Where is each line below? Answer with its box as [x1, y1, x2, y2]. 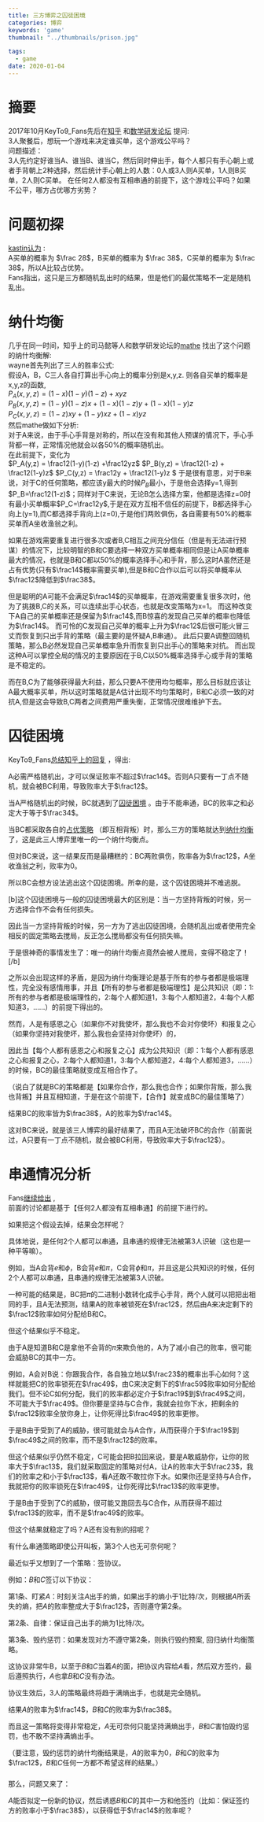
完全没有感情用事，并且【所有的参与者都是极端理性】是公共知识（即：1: [21, 982, 254, 992]
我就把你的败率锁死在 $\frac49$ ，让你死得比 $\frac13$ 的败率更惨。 [8, 1481, 224, 1491]
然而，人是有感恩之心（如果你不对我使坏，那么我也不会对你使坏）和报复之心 [8, 1018, 256, 1028]
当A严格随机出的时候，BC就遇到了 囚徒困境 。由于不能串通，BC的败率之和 [8, 798, 247, 808]
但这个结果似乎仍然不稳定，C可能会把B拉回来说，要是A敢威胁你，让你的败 [8, 1451, 250, 1461]
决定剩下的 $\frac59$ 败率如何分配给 [140, 1379, 256, 1388]
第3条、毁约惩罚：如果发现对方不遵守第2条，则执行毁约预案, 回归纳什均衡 [8, 1635, 248, 1644]
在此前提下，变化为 [8, 450, 71, 460]
